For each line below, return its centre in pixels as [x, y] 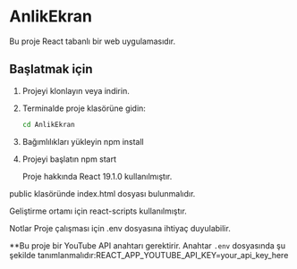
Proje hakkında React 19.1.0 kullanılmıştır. [97, 176]
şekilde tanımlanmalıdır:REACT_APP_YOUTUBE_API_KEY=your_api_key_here [149, 255]
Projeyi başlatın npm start [69, 159]
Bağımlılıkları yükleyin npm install [83, 141]
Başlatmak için [51, 69]
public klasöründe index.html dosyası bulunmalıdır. [102, 193]
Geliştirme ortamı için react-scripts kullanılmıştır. [98, 211]
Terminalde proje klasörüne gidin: [84, 108]
